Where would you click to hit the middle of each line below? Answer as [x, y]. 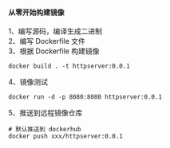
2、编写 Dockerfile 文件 [47, 41]
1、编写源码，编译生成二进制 [55, 31]
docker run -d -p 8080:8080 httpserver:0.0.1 [85, 97]
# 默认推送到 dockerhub [45, 130]
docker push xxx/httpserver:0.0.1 [66, 136]
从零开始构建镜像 [36, 12]
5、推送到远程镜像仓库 [45, 113]
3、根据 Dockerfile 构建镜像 [54, 51]
